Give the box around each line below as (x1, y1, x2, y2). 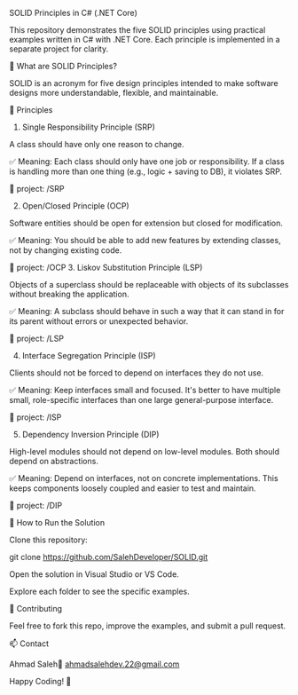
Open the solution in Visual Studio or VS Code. (9, 569, 179, 580)
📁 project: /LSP (9, 333, 65, 344)
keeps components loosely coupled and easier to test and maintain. (9, 483, 256, 494)
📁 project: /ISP (9, 412, 62, 423)
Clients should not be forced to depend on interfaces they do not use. (9, 367, 264, 378)
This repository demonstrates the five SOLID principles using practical (9, 25, 266, 35)
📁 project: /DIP (9, 501, 63, 510)
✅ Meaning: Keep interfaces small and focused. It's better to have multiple (9, 385, 281, 395)
